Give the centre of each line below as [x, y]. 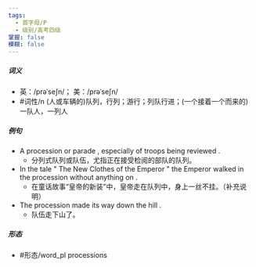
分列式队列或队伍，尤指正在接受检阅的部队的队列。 [114, 161]
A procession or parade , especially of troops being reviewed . [120, 151]
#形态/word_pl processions [63, 255]
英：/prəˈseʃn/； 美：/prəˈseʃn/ [69, 92]
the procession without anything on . [79, 178]
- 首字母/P [31, 23]
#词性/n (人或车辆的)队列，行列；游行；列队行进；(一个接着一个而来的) [134, 102]
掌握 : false [26, 37]
